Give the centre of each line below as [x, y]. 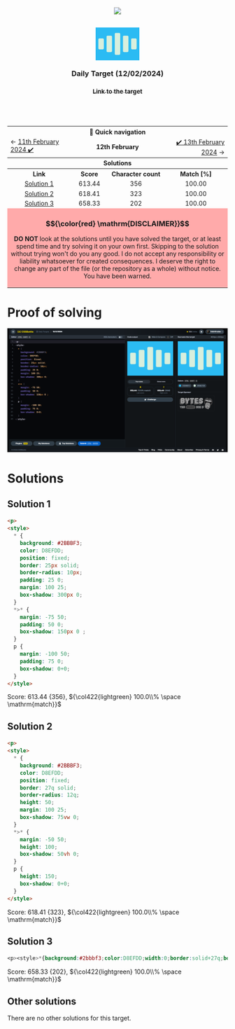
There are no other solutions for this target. [69, 1018]
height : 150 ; [39, 877]
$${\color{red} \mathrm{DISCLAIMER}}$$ [117, 224]
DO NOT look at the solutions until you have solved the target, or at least [117, 239]
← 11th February [35, 141]
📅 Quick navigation [117, 132]
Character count [136, 174]
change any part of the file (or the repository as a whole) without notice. [117, 269]
